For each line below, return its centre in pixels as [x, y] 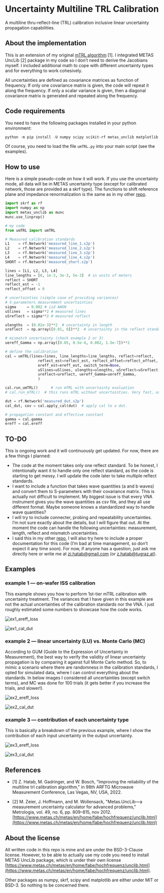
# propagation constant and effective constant [54, 415]
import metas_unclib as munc [35, 212]
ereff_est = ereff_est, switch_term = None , [79, 365]
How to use [22, 167]
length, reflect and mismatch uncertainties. [55, 533]
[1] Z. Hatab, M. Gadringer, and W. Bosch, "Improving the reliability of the [85, 782]
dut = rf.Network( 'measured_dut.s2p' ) [44, 401]
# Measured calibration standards [40, 239]
